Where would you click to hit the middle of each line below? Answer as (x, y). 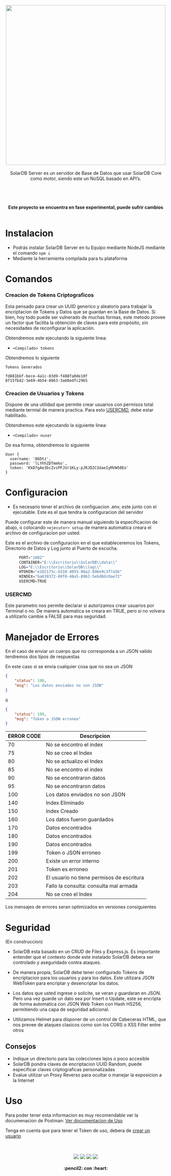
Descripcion (95, 736)
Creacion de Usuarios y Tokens (45, 393)
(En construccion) (24, 942)
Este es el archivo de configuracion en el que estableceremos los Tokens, (83, 542)
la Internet (23, 1080)
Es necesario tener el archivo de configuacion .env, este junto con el (84, 507)
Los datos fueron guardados (80, 820)
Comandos (29, 279)
